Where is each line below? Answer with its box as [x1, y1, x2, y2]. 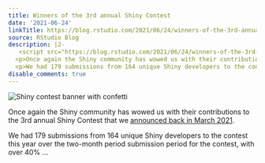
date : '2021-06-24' [8, 19, 73, 27]
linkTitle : [8, 26, 44, 34]
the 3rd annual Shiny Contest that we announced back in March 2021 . [8, 115, 235, 124]
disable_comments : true [8, 70, 87, 78]
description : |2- [8, 41, 65, 49]
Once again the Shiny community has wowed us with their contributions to [8, 107, 250, 117]
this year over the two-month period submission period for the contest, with [8, 139, 255, 148]
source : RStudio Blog [8, 33, 80, 42]
